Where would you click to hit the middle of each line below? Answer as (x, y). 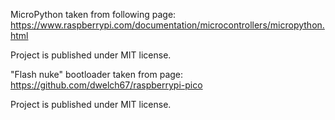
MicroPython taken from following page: (93, 14)
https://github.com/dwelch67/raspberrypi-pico (106, 85)
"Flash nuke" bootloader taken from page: (97, 74)
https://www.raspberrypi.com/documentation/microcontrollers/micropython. (167, 25)
